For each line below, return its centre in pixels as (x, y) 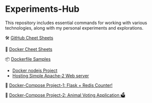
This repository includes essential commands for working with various (76, 23)
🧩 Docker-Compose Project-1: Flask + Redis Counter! (59, 85)
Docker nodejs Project (35, 70)
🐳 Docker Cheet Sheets (29, 49)
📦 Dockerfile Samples (28, 59)
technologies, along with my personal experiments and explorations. (74, 28)
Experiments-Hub (42, 9)
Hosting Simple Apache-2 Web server (51, 75)
